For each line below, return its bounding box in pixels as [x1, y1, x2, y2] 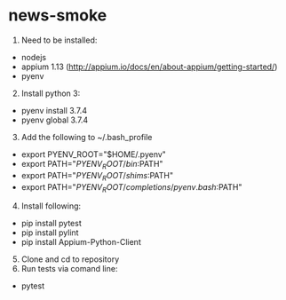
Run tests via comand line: [20, 264, 118, 274]
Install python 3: [20, 88, 81, 99]
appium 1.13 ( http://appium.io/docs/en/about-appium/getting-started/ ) [20, 61, 278, 72]
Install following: [20, 201, 82, 211]
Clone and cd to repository [20, 254, 120, 264]
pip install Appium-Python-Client [20, 237, 141, 248]
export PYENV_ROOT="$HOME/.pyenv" [20, 148, 166, 160]
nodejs [20, 51, 46, 62]
